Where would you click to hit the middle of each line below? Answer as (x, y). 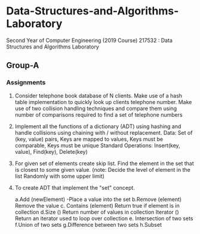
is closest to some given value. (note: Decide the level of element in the (103, 169)
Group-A (23, 66)
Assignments (26, 83)
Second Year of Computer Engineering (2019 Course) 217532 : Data (90, 40)
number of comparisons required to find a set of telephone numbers (99, 114)
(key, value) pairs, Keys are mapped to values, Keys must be (89, 139)
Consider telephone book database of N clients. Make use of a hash (99, 95)
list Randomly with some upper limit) (59, 176)
